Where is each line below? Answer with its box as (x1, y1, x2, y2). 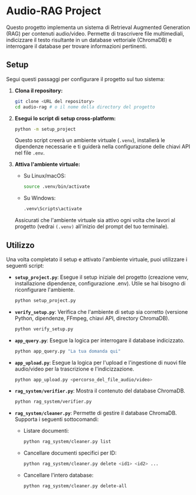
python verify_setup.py (14, 326, 74, 332)
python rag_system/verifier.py (14, 398, 92, 405)
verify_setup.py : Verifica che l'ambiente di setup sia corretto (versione (14, 308, 188, 315)
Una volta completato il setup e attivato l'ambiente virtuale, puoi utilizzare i (6, 256, 188, 263)
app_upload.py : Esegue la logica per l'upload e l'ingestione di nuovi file (14, 359, 187, 366)
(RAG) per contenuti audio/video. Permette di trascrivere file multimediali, (6, 30, 185, 37)
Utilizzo (6, 240, 35, 250)
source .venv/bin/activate (23, 184, 90, 190)
